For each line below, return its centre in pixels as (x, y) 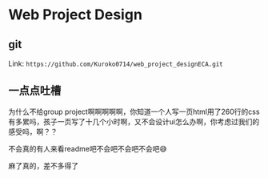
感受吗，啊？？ (33, 131)
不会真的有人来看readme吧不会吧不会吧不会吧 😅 (88, 148)
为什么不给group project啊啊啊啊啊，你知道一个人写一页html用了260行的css (134, 111)
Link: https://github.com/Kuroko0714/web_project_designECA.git (116, 63)
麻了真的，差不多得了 (43, 165)
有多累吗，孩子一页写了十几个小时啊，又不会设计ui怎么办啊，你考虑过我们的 (134, 121)
